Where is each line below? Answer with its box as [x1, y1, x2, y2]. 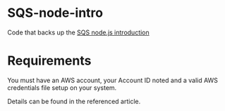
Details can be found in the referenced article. [7, 97, 141, 105]
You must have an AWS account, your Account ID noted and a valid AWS [7, 76, 219, 84]
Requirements [7, 53, 92, 69]
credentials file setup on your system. [7, 83, 117, 92]
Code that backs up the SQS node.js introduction [7, 28, 150, 37]
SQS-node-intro [7, 5, 104, 21]
